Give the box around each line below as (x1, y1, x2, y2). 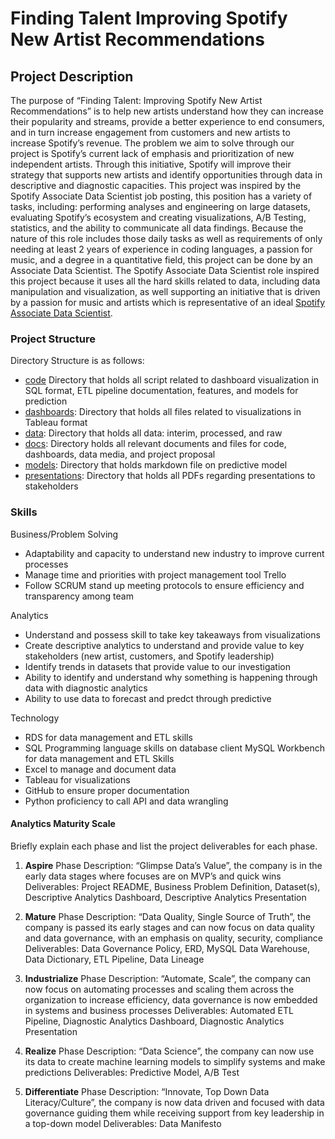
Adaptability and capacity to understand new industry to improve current (24, 547, 325, 559)
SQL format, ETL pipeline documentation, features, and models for (24, 385, 299, 397)
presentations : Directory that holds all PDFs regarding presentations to (24, 470, 316, 482)
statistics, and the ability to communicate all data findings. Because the (10, 222, 304, 234)
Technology (10, 712, 60, 724)
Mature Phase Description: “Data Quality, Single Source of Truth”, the (24, 910, 312, 922)
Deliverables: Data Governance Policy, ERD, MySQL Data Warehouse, (24, 942, 311, 954)
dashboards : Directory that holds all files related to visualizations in (24, 406, 302, 418)
